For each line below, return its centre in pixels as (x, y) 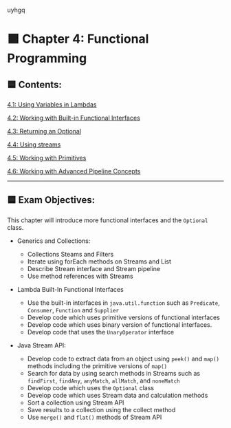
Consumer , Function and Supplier (73, 310)
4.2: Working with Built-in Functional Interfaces (74, 118)
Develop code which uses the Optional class (91, 387)
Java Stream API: (42, 345)
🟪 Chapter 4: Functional (78, 39)
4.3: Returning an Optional (44, 131)
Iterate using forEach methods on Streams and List (99, 261)
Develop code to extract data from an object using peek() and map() (123, 359)
